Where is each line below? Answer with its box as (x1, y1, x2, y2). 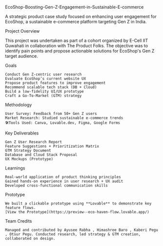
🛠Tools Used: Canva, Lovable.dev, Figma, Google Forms (5, 120, 121, 125)
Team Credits (5, 218, 32, 224)
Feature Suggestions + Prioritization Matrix (5, 144, 99, 149)
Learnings (5, 165, 25, 171)
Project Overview (5, 28, 40, 34)
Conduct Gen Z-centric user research (5, 72, 82, 77)
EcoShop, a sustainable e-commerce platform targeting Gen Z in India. (5, 19, 147, 24)
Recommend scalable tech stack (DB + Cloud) (5, 85, 97, 90)
